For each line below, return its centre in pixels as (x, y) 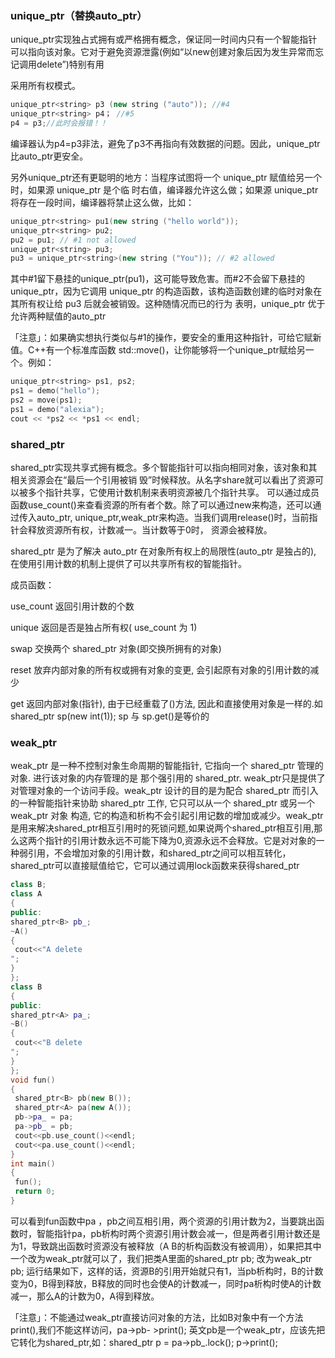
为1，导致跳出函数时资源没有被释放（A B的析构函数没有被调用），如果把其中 (166, 1246)
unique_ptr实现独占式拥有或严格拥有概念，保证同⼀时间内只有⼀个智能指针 (164, 39)
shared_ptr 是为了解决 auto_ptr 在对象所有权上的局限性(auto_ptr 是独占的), (163, 551)
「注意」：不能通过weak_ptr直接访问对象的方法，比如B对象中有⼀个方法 (157, 1317)
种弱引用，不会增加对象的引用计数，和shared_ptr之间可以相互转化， (151, 853)
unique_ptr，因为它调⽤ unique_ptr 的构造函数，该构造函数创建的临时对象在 (166, 291)
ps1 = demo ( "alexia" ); (57, 409)
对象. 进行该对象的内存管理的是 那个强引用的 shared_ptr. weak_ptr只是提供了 (168, 778)
